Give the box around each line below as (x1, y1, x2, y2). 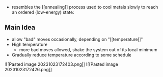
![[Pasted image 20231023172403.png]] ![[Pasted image (4, 61, 118, 67)
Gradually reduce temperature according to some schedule (11, 52, 132, 58)
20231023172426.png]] (4, 66, 52, 72)
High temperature (11, 41, 48, 47)
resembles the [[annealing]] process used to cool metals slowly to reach (11, 4, 158, 10)
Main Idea (4, 23, 35, 32)
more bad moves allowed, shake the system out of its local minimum (19, 46, 158, 53)
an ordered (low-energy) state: (11, 9, 74, 15)
